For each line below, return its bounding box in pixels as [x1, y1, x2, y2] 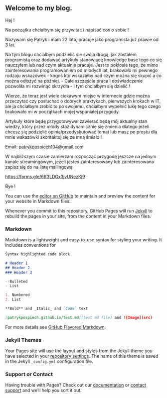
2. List [5, 297, 21, 302]
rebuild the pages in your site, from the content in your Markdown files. [5, 213, 151, 219]
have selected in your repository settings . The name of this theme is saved [5, 353, 159, 359]
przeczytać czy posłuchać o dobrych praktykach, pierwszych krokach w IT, [5, 98, 161, 104]
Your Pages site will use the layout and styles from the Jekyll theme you [5, 348, 153, 354]
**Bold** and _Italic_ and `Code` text [5, 306, 88, 311]
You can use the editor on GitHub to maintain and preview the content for [5, 193, 156, 199]
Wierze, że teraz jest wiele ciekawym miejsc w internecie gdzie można [5, 93, 151, 99]
